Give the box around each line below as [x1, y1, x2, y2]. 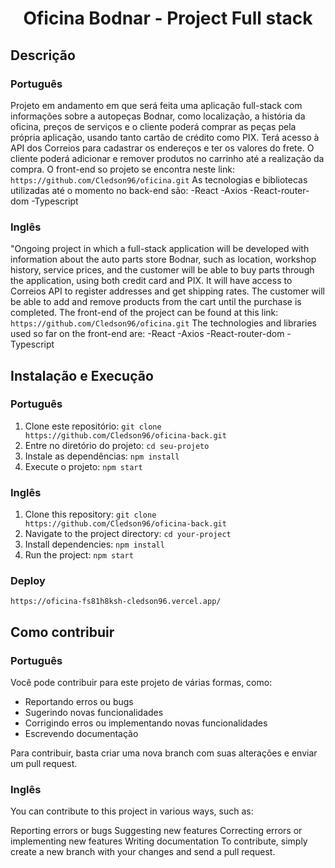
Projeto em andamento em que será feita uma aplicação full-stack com [10, 99, 303, 111]
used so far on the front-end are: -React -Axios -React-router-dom [10, 328, 285, 340]
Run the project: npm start [24, 549, 134, 561]
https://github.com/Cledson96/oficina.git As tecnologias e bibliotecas [10, 173, 308, 186]
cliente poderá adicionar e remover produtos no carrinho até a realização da [10, 152, 325, 164]
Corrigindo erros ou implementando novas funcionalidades [24, 717, 268, 729]
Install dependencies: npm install [24, 538, 165, 551]
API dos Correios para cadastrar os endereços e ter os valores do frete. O [10, 142, 315, 154]
